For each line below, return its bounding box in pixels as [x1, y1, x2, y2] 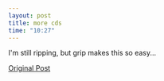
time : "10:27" [8, 26, 56, 34]
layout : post [8, 11, 52, 20]
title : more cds [8, 19, 62, 27]
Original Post [8, 64, 51, 73]
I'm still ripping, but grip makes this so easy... [8, 48, 157, 58]
